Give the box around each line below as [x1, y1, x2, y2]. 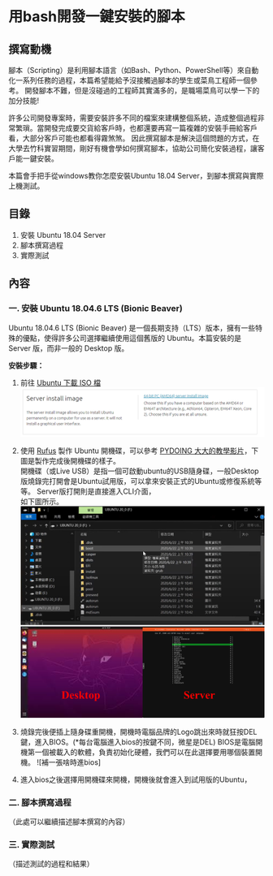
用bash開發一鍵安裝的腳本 [8, 7, 185, 26]
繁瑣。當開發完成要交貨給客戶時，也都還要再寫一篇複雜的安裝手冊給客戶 [15, 123, 258, 132]
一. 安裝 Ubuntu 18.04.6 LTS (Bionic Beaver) [8, 303, 183, 314]
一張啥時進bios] [48, 757, 102, 767]
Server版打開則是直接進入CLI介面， [36, 486, 156, 496]
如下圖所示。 [19, 497, 63, 507]
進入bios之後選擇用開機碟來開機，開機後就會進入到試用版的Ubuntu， [19, 775, 252, 784]
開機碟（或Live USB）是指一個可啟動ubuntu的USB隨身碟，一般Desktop [19, 466, 259, 476]
